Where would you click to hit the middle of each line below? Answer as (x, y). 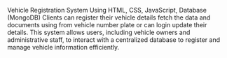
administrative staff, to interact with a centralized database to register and (114, 40)
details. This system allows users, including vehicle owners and (99, 32)
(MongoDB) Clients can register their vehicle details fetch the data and (109, 17)
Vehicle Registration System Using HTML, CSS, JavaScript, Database (107, 10)
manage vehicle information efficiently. (63, 47)
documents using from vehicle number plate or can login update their (107, 25)
